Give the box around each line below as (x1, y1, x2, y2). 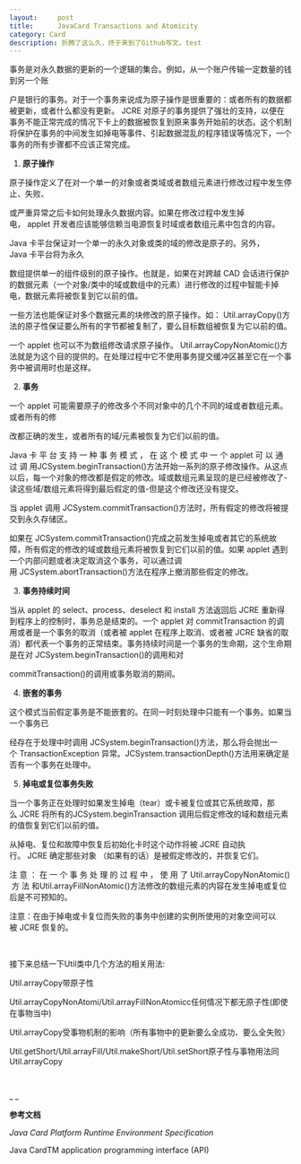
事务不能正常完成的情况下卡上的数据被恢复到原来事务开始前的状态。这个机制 (9, 117, 292, 127)
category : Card (9, 30, 66, 39)
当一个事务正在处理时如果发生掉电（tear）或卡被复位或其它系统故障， (9, 798, 267, 809)
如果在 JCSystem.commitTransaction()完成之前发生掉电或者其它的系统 (9, 533, 270, 544)
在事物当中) (9, 1008, 52, 1019)
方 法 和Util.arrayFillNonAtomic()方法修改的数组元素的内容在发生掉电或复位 (11, 880, 288, 891)
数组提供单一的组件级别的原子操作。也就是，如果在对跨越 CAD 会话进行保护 (9, 268, 289, 279)
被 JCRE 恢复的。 (9, 922, 73, 933)
